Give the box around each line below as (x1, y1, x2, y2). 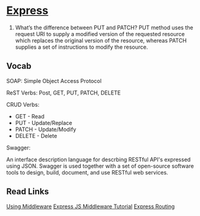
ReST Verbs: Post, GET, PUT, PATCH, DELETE (6, 89, 121, 96)
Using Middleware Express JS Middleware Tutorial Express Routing (6, 203, 175, 210)
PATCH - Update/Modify (15, 126, 76, 133)
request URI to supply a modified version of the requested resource (15, 30, 185, 37)
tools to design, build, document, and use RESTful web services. (6, 168, 169, 176)
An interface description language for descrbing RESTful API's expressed (6, 156, 191, 163)
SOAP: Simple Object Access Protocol (6, 77, 102, 84)
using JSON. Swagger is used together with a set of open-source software (6, 162, 194, 170)
